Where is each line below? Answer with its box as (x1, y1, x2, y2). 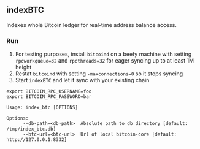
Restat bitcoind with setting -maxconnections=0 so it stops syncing (15, 70, 183, 77)
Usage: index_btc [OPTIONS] (6, 104, 79, 111)
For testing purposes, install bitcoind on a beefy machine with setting (15, 50, 192, 58)
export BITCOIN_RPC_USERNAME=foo (6, 88, 92, 94)
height (15, 64, 32, 71)
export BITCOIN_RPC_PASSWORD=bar (6, 94, 92, 100)
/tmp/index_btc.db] (6, 126, 56, 132)
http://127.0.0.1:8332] (6, 137, 67, 143)
